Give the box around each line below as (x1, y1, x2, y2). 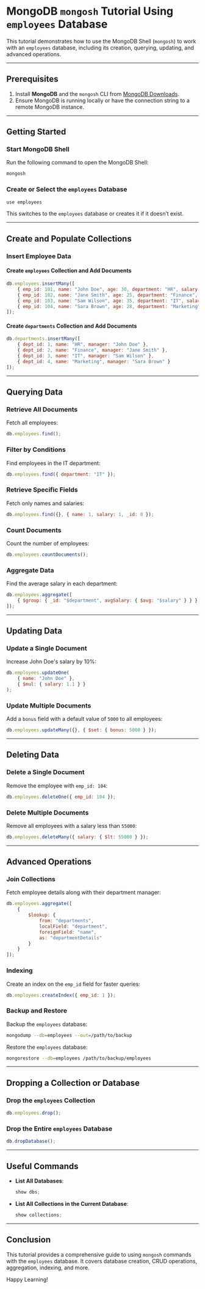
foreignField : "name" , (38, 929, 97, 935)
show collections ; (15, 1212, 62, 1218)
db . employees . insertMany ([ (6, 281, 75, 287)
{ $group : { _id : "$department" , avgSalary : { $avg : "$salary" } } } (17, 597, 198, 604)
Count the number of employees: (6, 539, 90, 547)
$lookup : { (28, 912, 56, 918)
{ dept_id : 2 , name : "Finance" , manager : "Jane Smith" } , (17, 347, 168, 353)
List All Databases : (15, 1177, 64, 1184)
